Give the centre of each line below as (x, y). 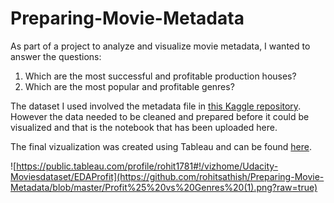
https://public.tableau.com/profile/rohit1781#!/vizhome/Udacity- (147, 166)
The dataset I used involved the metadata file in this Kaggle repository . (156, 106)
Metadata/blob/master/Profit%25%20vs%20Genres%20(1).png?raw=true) (164, 187)
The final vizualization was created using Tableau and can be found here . (161, 146)
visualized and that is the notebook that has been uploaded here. (144, 127)
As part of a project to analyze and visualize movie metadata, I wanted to (160, 46)
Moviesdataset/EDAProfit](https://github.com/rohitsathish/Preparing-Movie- (167, 176)
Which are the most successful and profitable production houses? (160, 76)
